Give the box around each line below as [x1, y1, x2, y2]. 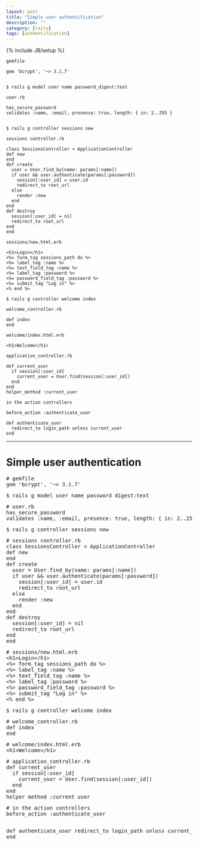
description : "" [6, 19, 46, 25]
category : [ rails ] [6, 25, 51, 31]
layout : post [6, 8, 38, 15]
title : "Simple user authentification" [6, 14, 104, 20]
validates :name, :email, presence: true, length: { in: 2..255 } [6, 110, 173, 116]
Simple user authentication [6, 456, 141, 469]
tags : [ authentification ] [6, 31, 70, 37]
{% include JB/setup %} [6, 47, 65, 54]
